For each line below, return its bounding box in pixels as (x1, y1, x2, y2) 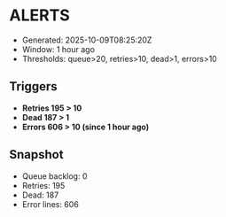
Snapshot (9, 147, 64, 162)
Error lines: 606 (21, 198, 80, 209)
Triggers (9, 79, 58, 94)
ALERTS (9, 5, 71, 26)
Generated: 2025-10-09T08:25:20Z (21, 35, 152, 45)
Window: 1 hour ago (21, 43, 96, 54)
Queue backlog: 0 (21, 170, 88, 182)
